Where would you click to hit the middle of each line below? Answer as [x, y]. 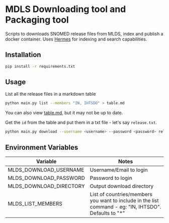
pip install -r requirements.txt [40, 66]
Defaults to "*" [107, 213]
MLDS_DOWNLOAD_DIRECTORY [47, 186]
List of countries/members [121, 194]
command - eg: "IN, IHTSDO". [125, 207]
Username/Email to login [119, 170]
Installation [23, 55]
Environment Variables [42, 147]
